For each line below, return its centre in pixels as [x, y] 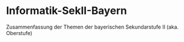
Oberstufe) [19, 33]
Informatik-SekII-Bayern [67, 11]
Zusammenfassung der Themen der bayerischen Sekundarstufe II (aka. [93, 27]
